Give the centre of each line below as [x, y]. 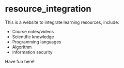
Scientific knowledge [33, 37]
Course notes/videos [33, 31]
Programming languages [37, 41]
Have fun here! [20, 61]
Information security [32, 52]
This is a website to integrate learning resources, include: [62, 22]
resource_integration [48, 9]
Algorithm [22, 47]
